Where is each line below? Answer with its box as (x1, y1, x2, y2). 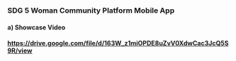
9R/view (7, 46, 33, 55)
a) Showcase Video (7, 23, 66, 32)
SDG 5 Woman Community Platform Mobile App (7, 6, 175, 15)
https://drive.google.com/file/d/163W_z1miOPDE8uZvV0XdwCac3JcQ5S (7, 39, 229, 48)
